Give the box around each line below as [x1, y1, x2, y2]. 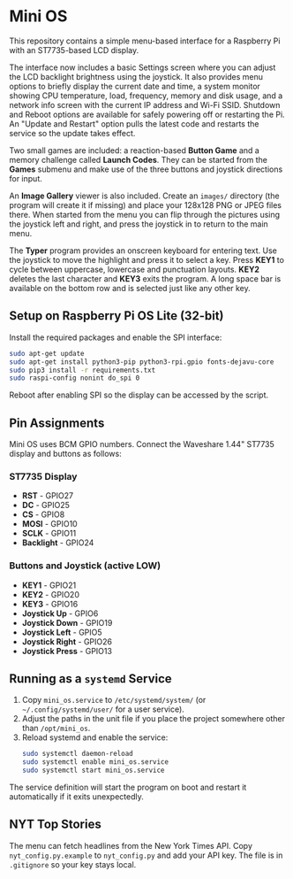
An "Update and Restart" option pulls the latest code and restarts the [9, 118, 259, 129]
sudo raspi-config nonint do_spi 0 [9, 374, 140, 382]
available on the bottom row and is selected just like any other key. [9, 282, 252, 293]
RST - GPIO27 [21, 490, 74, 501]
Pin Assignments [9, 415, 105, 430]
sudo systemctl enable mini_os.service [21, 758, 169, 767]
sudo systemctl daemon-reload [21, 750, 134, 759]
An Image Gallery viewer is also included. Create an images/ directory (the [9, 190, 280, 201]
